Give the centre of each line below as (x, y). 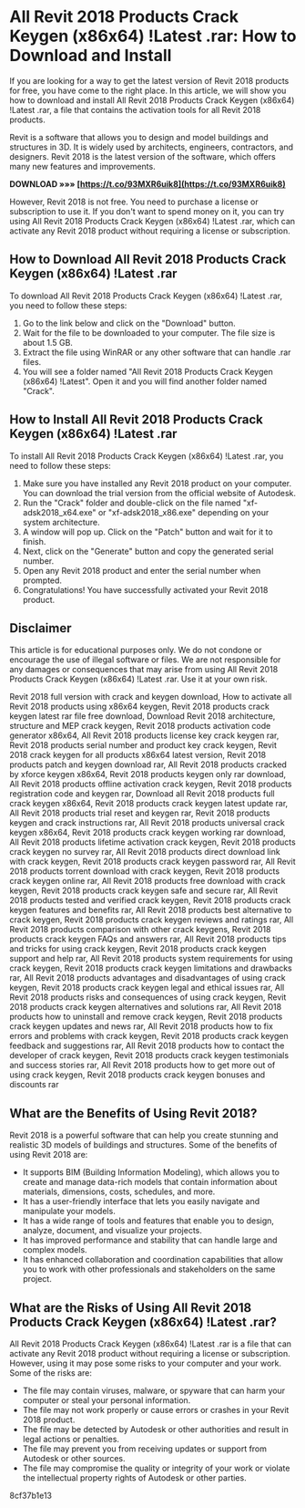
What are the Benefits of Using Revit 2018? (133, 1113)
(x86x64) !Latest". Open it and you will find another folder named (144, 381)
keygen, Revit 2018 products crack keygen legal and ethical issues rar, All (147, 988)
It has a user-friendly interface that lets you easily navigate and (141, 1201)
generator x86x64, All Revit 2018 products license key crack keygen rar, (144, 735)
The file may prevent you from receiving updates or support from (144, 1449)
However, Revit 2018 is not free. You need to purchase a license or (134, 202)
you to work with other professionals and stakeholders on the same (149, 1269)
